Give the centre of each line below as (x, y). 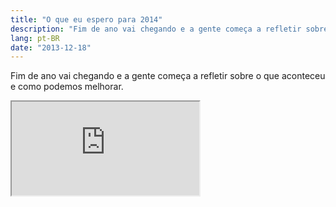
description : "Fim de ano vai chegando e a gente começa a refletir (156, 29)
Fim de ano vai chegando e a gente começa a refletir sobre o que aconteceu (168, 76)
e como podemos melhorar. (67, 87)
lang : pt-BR (35, 38)
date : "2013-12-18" (51, 47)
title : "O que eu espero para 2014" (86, 19)
